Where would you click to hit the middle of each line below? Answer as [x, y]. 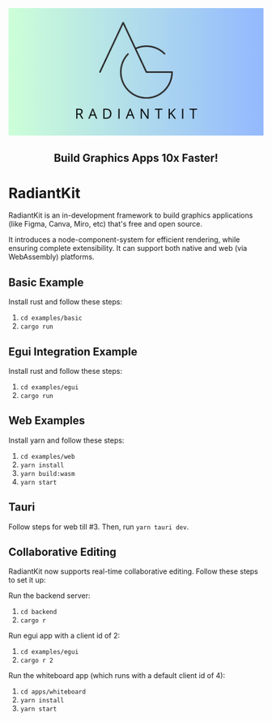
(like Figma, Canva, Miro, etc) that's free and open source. [105, 224]
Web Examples [47, 421]
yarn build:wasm [47, 473]
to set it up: [27, 580]
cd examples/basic [51, 318]
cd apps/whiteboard [53, 692]
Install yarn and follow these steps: [66, 440]
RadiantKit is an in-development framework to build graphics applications [131, 215]
